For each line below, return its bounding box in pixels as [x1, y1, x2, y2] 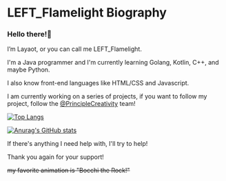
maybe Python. [7, 65, 50, 74]
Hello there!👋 [7, 30, 52, 39]
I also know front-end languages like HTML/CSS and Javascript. [7, 79, 189, 87]
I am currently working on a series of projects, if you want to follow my [7, 92, 207, 100]
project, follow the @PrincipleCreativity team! [7, 100, 136, 108]
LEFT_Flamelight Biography [7, 5, 167, 21]
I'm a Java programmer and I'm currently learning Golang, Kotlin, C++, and [7, 58, 219, 67]
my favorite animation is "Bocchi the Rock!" [7, 167, 130, 175]
